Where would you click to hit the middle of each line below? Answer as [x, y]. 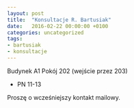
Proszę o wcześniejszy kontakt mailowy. [64, 97]
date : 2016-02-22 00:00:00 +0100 [58, 26]
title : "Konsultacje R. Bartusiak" [59, 20]
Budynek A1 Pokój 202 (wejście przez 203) [67, 71]
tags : [15, 39]
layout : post [26, 13]
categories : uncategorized [45, 32]
